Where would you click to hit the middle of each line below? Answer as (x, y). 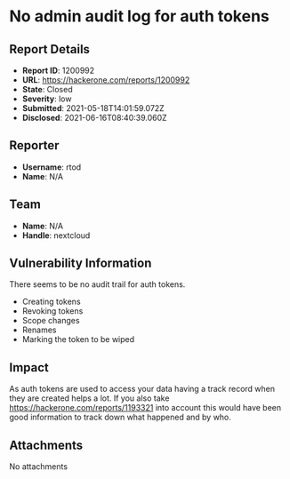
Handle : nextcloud (56, 235)
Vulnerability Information (81, 263)
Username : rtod (52, 167)
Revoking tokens (52, 311)
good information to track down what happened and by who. (120, 417)
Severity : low (47, 99)
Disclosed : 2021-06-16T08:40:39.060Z (94, 118)
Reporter (34, 145)
